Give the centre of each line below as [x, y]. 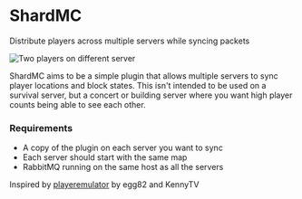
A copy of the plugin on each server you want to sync [123, 148]
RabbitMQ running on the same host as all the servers [123, 167]
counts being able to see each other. [78, 104]
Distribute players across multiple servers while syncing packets [130, 41]
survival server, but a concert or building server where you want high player [151, 95]
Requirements [41, 128]
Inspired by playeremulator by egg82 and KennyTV [104, 185]
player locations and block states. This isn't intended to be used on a [138, 85]
